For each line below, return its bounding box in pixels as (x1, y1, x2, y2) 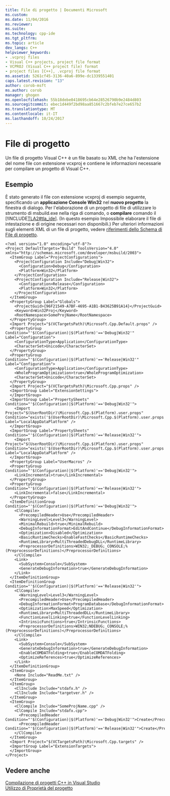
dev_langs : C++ (5, 45, 37, 50)
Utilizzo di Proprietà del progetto (5, 785, 73, 791)
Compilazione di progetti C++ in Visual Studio (5, 780, 100, 786)
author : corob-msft (5, 83, 47, 88)
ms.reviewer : (5, 21, 33, 27)
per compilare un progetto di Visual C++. (5, 166, 91, 172)
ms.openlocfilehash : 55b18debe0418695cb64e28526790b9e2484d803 (5, 97, 142, 102)
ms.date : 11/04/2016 (5, 17, 49, 22)
